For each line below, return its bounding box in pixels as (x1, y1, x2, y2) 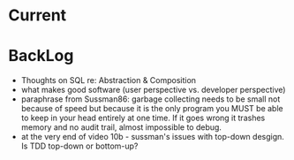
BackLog (8, 46, 74, 66)
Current (8, 5, 67, 26)
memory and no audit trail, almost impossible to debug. (20, 122, 222, 133)
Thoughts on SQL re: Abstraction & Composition (20, 75, 196, 86)
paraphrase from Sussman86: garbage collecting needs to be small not (20, 94, 281, 104)
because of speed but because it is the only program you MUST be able (20, 103, 283, 114)
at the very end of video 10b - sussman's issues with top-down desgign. (20, 132, 284, 142)
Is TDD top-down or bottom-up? (20, 141, 139, 151)
